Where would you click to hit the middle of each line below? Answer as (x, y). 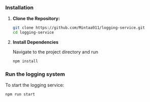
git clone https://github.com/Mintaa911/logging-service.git (79, 28)
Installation (20, 8)
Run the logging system (35, 74)
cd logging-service (33, 33)
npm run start (20, 94)
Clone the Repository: (36, 19)
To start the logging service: (35, 85)
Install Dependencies (35, 42)
